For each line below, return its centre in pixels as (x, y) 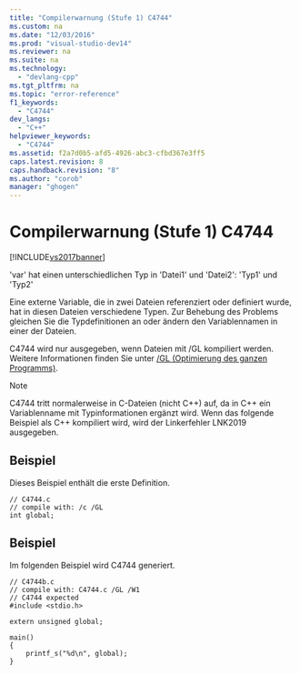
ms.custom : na (36, 26)
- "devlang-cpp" (48, 77)
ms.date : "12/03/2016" (52, 35)
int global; (32, 515)
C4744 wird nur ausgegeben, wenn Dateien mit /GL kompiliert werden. (142, 349)
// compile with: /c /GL (56, 507)
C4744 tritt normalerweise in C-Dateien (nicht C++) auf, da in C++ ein (140, 403)
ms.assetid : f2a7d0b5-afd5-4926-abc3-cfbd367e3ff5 (107, 153)
